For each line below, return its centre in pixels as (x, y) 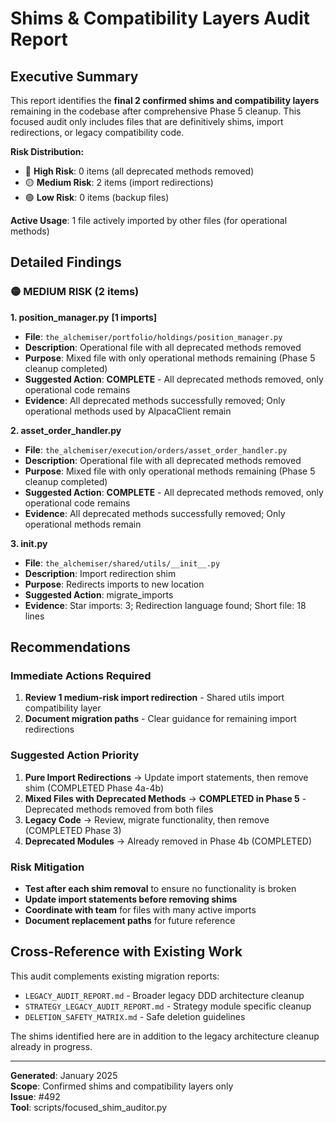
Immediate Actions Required (81, 675)
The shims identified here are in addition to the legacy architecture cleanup (165, 1036)
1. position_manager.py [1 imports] (84, 317)
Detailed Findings (66, 262)
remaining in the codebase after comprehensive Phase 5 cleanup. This (156, 111)
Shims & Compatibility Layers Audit (160, 18)
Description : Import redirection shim (100, 573)
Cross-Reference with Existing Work (126, 952)
